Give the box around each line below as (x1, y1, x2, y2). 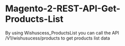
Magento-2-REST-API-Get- (5, 3, 121, 14)
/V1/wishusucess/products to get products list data (5, 35, 110, 41)
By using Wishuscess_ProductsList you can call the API (5, 30, 119, 36)
